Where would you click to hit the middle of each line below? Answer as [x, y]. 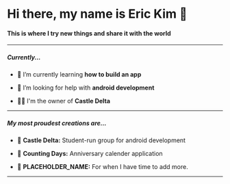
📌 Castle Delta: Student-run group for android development [101, 140]
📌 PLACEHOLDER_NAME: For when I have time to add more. [102, 167]
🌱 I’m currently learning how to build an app [79, 75]
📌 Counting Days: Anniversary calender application [90, 154]
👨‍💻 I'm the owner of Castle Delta [64, 101]
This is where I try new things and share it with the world [89, 33]
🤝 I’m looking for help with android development [86, 88]
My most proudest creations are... [57, 123]
